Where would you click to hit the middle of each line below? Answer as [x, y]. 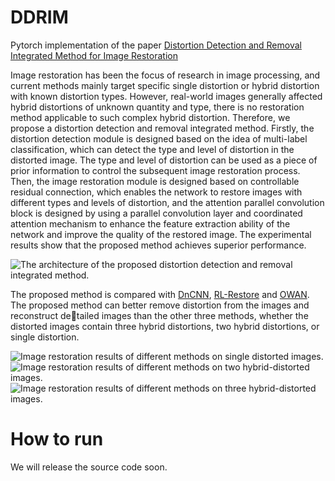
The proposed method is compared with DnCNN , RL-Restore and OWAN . [160, 294]
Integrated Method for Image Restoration [94, 55]
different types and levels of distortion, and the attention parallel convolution [167, 202]
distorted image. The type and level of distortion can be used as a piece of [164, 160]
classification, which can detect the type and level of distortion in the [152, 149]
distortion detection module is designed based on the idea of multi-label [159, 138]
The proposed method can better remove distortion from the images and [160, 305]
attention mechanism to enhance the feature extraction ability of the [150, 223]
